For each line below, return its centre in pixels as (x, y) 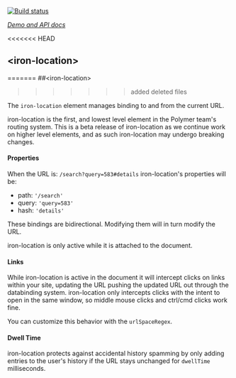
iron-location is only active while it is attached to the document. (100, 246)
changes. (21, 141)
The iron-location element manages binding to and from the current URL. (116, 105)
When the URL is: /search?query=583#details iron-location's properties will (117, 174)
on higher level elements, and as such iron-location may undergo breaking (116, 134)
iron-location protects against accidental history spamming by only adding (116, 353)
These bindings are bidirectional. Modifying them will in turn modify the (112, 225)
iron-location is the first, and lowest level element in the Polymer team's (112, 119)
